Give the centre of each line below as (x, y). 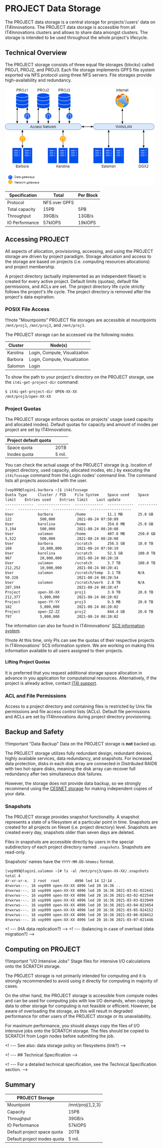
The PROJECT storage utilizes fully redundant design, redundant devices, (79, 753)
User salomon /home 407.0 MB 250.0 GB (80, 534)
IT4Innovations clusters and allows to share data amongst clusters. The (76, 32)
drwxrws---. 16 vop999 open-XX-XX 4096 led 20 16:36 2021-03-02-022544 (79, 896)
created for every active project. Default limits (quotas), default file (72, 281)
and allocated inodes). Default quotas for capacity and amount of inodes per (82, 424)
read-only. (15, 852)
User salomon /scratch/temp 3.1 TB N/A (75, 573)
